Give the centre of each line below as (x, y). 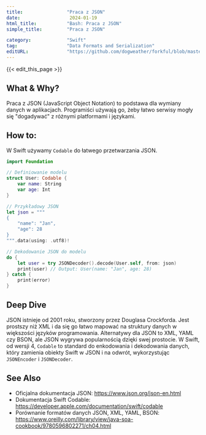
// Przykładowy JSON (33, 206)
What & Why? (33, 89)
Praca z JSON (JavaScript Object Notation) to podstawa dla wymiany (94, 103)
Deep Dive (26, 305)
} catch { (19, 275)
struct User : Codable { (37, 179)
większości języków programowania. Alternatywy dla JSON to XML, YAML (100, 333)
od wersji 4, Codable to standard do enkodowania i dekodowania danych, (98, 346)
